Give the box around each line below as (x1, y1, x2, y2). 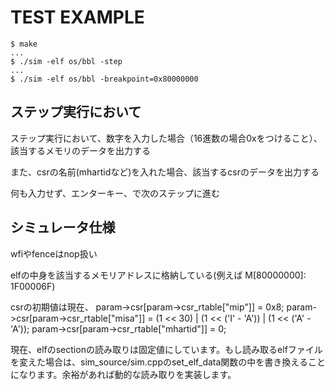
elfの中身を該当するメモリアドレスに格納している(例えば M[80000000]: (10, 269, 307, 281)
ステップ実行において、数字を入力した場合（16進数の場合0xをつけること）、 (10, 132, 323, 144)
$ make (10, 39, 38, 49)
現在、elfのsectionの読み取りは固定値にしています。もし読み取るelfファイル (10, 343, 323, 355)
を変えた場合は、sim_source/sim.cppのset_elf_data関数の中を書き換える (10, 356, 308, 368)
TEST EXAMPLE (10, 6, 145, 29)
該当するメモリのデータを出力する (10, 144, 151, 156)
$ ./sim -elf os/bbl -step (10, 56, 123, 66)
